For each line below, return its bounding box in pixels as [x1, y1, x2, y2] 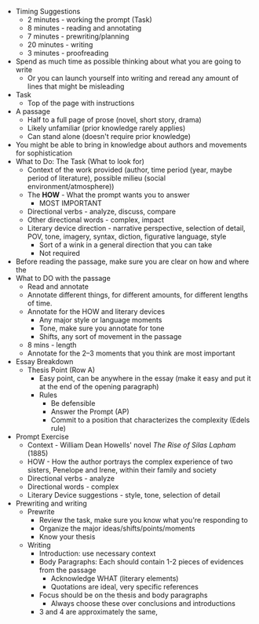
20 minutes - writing [27, 40, 93, 49]
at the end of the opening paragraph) [38, 382, 159, 391]
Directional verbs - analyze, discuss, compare [27, 207, 177, 216]
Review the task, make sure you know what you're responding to [38, 516, 249, 524]
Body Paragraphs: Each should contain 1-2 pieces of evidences [38, 557, 244, 566]
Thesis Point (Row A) [27, 365, 96, 374]
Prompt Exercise [15, 432, 69, 441]
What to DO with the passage [15, 274, 111, 283]
